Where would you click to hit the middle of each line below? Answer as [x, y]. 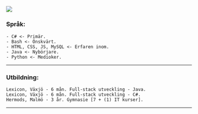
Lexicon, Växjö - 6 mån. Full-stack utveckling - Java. [76, 89]
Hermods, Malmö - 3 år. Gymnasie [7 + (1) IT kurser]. [75, 100]
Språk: [16, 24]
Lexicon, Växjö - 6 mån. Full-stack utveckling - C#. [74, 95]
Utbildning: [23, 77]
